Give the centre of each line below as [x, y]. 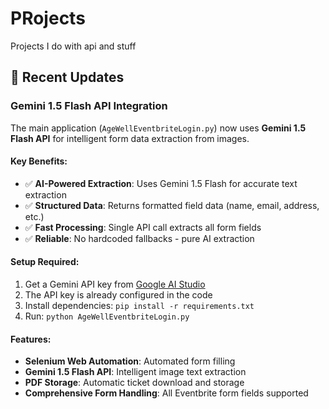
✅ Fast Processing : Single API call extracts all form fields [143, 227]
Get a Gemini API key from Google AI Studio [115, 284]
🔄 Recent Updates [67, 77]
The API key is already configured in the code [118, 295]
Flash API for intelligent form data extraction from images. [130, 138]
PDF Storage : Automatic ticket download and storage [134, 383]
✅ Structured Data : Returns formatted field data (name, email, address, [172, 205]
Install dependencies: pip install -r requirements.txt [139, 306]
